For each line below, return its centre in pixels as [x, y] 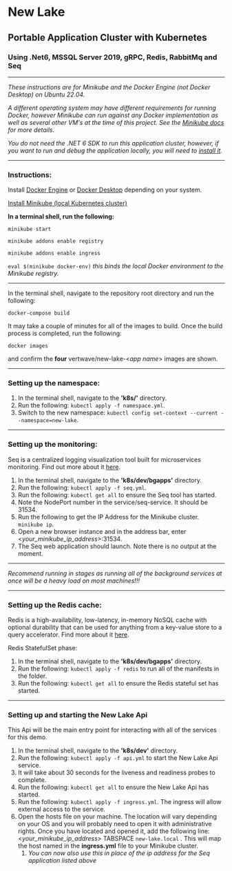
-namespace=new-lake [47, 421]
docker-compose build [39, 313]
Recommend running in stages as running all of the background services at [115, 573]
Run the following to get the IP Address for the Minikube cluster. [108, 517]
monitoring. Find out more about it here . [64, 467]
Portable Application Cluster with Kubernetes [107, 38]
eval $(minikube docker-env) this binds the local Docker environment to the [116, 266]
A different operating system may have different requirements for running [112, 108]
